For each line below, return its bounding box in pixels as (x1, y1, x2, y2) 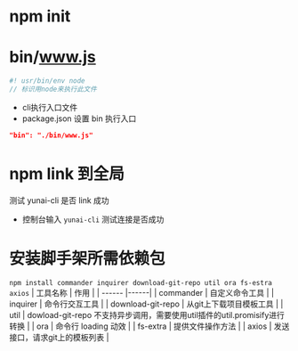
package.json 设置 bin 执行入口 (21, 113, 137, 124)
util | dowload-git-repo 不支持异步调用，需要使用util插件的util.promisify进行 (9, 309, 285, 320)
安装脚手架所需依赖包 (9, 248, 166, 268)
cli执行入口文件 (21, 102, 78, 112)
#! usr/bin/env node (9, 77, 86, 86)
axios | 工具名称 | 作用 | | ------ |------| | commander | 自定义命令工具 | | (9, 287, 274, 298)
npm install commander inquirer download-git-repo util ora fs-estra (9, 278, 273, 287)
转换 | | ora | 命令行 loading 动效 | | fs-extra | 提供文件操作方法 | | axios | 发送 (9, 321, 290, 331)
